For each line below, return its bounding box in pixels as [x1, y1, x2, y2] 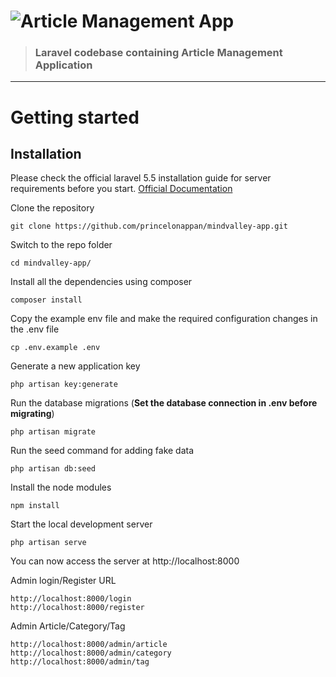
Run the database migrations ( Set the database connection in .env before [10, 397, 318, 409]
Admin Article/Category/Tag [10, 620, 126, 632]
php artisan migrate [10, 427, 97, 437]
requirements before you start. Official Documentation [10, 183, 233, 195]
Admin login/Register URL [10, 575, 117, 587]
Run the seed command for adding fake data [10, 445, 195, 457]
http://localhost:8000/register [10, 603, 145, 613]
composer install [10, 295, 83, 305]
